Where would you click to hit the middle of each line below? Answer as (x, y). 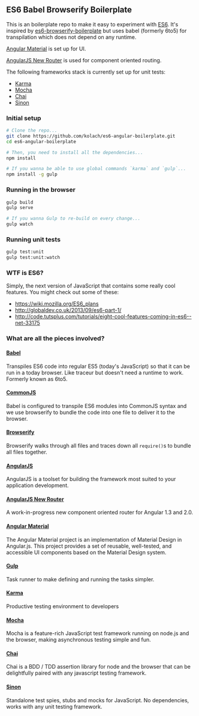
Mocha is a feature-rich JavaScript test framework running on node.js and (98, 633)
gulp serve (20, 208)
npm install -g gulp (32, 174)
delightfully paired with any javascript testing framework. (76, 673)
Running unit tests (34, 239)
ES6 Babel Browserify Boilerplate (69, 10)
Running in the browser (41, 190)
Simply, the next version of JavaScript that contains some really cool (91, 286)
